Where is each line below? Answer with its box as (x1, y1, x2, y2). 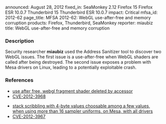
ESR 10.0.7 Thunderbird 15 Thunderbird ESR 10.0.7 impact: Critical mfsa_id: (5, 9, 158, 15)
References (5, 77, 34, 83)
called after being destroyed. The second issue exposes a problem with (5, 59, 151, 65)
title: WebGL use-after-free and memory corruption (5, 25, 110, 31)
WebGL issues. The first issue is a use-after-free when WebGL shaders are (5, 54, 159, 60)
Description (5, 37, 34, 44)
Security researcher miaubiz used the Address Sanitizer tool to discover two (5, 49, 162, 55)
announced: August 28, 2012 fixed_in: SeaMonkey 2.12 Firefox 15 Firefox (5, 4, 153, 10)
